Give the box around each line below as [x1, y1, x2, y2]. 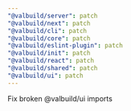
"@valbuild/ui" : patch [7, 72, 84, 80]
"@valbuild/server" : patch [7, 11, 98, 20]
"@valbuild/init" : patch [7, 49, 91, 57]
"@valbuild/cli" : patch [7, 27, 88, 35]
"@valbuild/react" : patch [7, 57, 94, 65]
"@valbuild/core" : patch [7, 34, 91, 43]
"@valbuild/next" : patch [7, 19, 91, 27]
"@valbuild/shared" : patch [7, 64, 98, 72]
